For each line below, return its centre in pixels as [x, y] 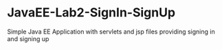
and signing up [28, 38]
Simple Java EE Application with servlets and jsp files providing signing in [111, 32]
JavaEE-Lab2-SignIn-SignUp [91, 13]
